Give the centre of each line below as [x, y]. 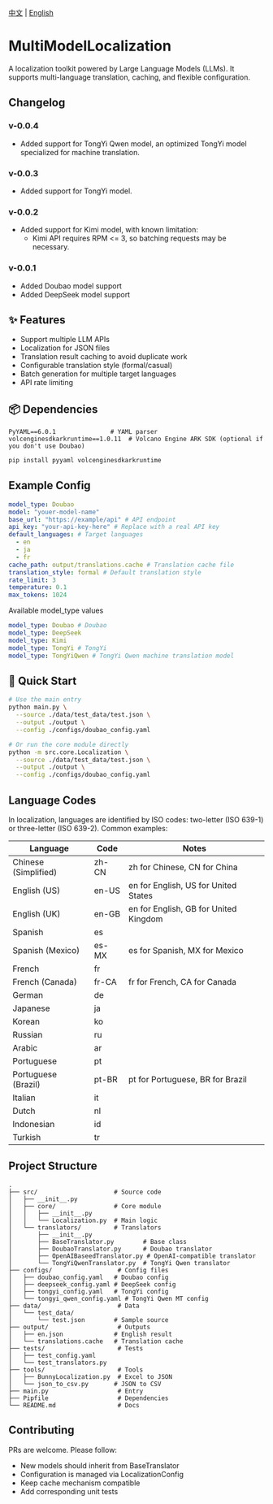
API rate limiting [47, 383]
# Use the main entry [45, 700]
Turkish [27, 1137]
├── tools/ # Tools [76, 1370]
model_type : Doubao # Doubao [58, 626]
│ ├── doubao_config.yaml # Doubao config [89, 1277]
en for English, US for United [183, 885]
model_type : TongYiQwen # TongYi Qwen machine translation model [121, 656]
